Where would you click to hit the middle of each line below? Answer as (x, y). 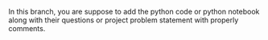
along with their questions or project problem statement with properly (124, 20)
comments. (27, 28)
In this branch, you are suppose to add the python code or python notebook (134, 12)
